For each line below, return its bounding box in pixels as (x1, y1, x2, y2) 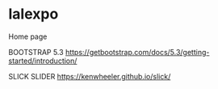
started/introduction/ (8, 56, 78, 66)
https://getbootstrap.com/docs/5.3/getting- (65, 47, 210, 57)
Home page (8, 32, 48, 41)
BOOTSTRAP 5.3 (8, 47, 64, 57)
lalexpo (8, 5, 59, 23)
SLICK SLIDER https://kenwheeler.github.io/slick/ (8, 71, 171, 81)
